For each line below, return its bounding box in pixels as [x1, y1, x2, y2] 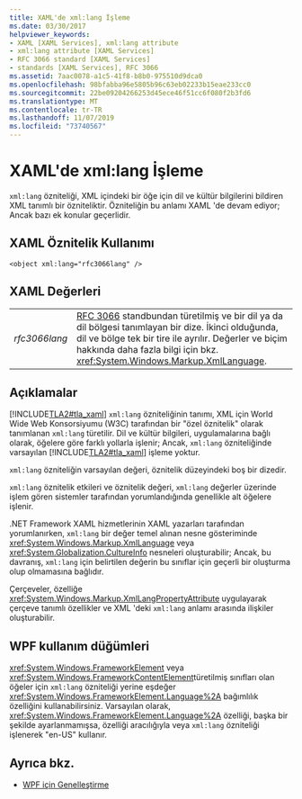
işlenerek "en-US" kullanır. [9, 730, 108, 741]
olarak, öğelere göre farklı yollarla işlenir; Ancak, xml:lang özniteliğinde [9, 437, 272, 448]
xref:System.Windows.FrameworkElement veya [9, 662, 184, 673]
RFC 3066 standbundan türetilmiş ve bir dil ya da [75, 310, 283, 322]
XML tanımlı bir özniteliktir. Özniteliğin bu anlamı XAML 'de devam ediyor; [9, 200, 280, 211]
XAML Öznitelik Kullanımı [9, 236, 155, 251]
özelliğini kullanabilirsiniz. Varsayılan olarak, [9, 701, 171, 712]
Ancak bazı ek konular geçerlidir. [9, 209, 131, 220]
